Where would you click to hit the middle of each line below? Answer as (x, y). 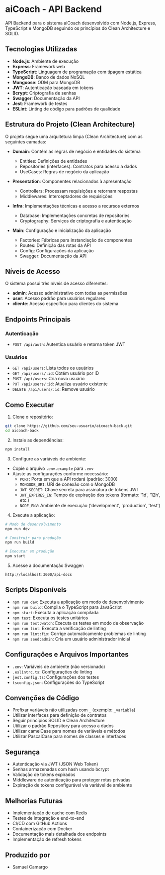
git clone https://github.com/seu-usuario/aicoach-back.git (69, 426)
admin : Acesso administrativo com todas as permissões (70, 293)
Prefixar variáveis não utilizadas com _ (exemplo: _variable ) (74, 710)
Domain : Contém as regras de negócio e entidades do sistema (76, 151)
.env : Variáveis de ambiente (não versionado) (59, 666)
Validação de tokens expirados (44, 774)
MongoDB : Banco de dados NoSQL (49, 77)
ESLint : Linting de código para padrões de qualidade (66, 109)
